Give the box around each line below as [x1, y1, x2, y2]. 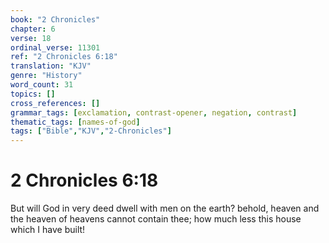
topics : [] [10, 89, 56, 99]
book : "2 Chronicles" [10, 14, 101, 25]
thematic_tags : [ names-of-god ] [10, 117, 141, 127]
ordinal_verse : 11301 [10, 42, 101, 53]
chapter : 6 [10, 24, 56, 34]
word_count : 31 [10, 80, 74, 90]
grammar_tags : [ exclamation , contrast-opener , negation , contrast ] [10, 107, 298, 118]
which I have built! [10, 224, 86, 236]
